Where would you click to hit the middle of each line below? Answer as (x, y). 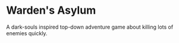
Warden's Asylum (51, 10)
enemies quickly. (27, 33)
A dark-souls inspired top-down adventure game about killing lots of (90, 27)
